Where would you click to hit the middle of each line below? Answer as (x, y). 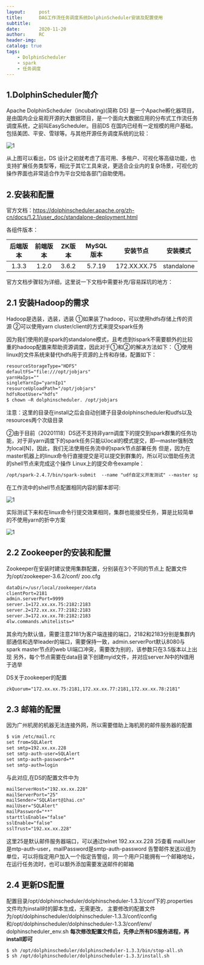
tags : (13, 52)
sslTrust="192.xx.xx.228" (39, 829)
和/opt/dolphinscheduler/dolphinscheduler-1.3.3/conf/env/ (79, 924)
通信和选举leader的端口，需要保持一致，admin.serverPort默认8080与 (98, 642)
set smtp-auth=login (32, 765)
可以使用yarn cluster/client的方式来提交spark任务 (82, 326)
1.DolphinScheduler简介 (52, 95)
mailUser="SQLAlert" (32, 806)
